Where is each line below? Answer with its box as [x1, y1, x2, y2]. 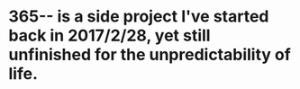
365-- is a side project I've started [8, 6, 269, 27]
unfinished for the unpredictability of [8, 45, 292, 65]
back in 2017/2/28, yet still [8, 25, 211, 46]
